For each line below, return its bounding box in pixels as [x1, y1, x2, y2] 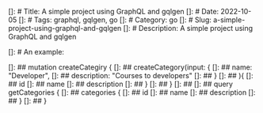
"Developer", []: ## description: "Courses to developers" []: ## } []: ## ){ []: [8, 71, 253, 80]
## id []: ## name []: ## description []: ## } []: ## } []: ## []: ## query [8, 79, 234, 89]
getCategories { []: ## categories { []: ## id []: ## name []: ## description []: [8, 88, 256, 97]
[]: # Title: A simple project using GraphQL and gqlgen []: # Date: [8, 7, 219, 16]
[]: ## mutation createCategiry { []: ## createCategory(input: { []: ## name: [8, 62, 253, 72]
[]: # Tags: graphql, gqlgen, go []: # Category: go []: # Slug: [18, 15, 212, 24]
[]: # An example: [8, 47, 65, 56]
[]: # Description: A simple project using [123, 24, 253, 32]
